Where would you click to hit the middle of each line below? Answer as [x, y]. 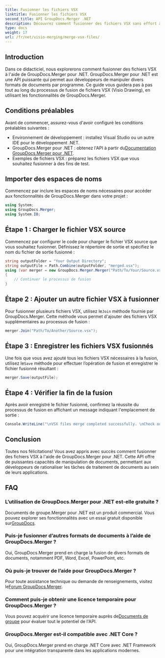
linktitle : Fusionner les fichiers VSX [46, 14]
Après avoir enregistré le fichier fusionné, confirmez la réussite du [72, 405]
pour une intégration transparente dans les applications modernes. [73, 650]
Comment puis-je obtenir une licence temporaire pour [71, 599]
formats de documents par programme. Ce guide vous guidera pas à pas [79, 85]
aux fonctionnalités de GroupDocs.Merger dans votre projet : [67, 196]
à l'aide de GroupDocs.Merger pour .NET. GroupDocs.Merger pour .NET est [82, 74]
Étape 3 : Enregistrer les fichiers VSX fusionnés [79, 346]
